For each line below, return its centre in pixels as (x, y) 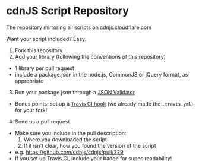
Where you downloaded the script (65, 139)
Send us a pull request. (43, 121)
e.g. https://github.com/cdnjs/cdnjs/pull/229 (69, 152)
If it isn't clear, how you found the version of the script (90, 145)
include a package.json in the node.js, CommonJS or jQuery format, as (101, 74)
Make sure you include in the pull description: (70, 133)
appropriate (29, 81)
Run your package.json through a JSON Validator (75, 92)
